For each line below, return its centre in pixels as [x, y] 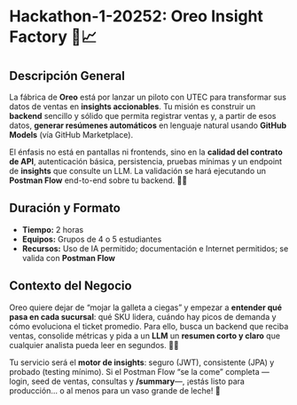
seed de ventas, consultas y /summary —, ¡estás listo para [138, 381]
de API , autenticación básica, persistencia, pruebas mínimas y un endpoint [145, 161]
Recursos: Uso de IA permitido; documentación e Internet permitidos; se [155, 248]
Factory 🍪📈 [53, 37]
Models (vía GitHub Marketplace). [71, 135]
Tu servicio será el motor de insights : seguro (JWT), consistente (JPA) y [142, 362]
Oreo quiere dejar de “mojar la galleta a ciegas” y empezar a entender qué [145, 307]
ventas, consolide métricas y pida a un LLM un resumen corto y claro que [145, 336]
